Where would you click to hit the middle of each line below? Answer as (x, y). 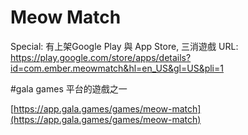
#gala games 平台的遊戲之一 (69, 88)
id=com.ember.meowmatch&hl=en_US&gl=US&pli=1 (117, 68)
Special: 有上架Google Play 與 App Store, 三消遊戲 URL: (124, 46)
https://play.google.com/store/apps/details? (101, 57)
